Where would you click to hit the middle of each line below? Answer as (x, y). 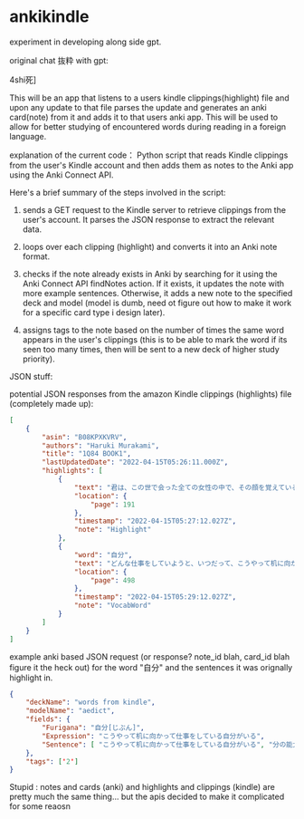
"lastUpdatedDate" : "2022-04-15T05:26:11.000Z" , (135, 462)
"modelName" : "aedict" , (71, 711)
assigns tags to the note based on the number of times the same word (153, 330)
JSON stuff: (31, 376)
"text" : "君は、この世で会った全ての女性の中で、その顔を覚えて (180, 487)
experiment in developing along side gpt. (85, 42)
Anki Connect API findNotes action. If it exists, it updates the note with (153, 284)
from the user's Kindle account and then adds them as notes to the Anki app (152, 165)
